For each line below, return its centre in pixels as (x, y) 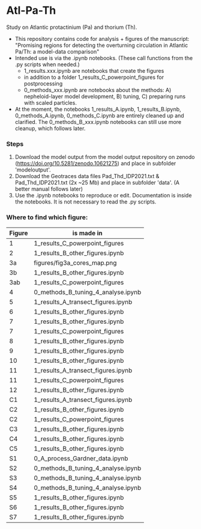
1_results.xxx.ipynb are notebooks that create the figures (94, 70)
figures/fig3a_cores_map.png (75, 262)
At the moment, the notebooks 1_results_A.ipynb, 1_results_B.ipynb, (98, 109)
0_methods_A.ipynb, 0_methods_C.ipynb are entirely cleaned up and (99, 116)
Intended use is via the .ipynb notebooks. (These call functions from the (104, 58)
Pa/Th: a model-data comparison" (57, 51)
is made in (88, 233)
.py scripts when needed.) (47, 64)
